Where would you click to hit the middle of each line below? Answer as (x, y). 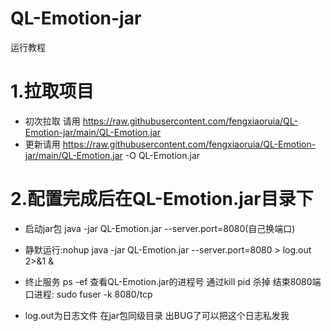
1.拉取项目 (52, 91)
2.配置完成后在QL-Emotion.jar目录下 (162, 199)
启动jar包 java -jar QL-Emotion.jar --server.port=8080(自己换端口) (160, 228)
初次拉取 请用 (52, 121)
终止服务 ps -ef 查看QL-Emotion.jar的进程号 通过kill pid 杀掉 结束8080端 (173, 281)
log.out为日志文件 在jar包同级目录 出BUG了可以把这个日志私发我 (157, 315)
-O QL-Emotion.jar (162, 155)
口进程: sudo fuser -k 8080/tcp (88, 294)
